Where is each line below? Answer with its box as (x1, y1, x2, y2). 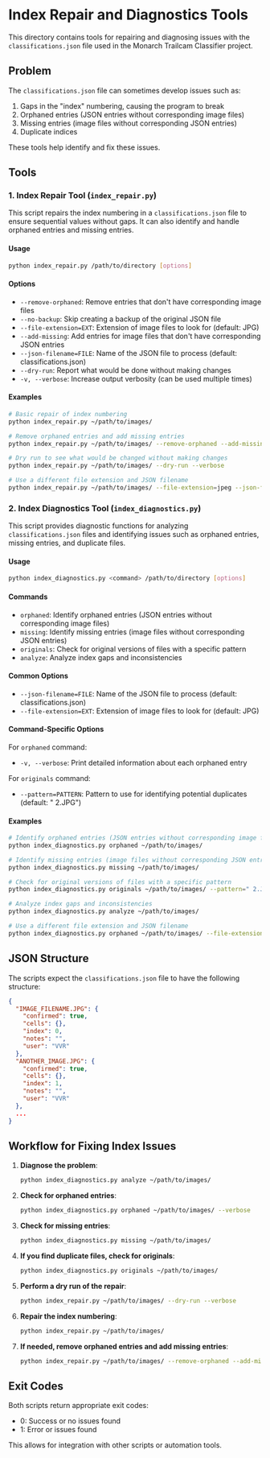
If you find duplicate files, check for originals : (19, 1250, 175, 1261)
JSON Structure (8, 952, 89, 965)
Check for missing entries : (19, 1221, 111, 1231)
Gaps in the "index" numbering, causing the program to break (19, 101, 225, 110)
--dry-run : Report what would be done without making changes (19, 365, 231, 375)
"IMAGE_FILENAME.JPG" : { (15, 1005, 99, 1013)
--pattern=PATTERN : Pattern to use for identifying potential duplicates (19, 789, 247, 799)
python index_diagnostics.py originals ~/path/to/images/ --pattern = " (8, 886, 250, 894)
